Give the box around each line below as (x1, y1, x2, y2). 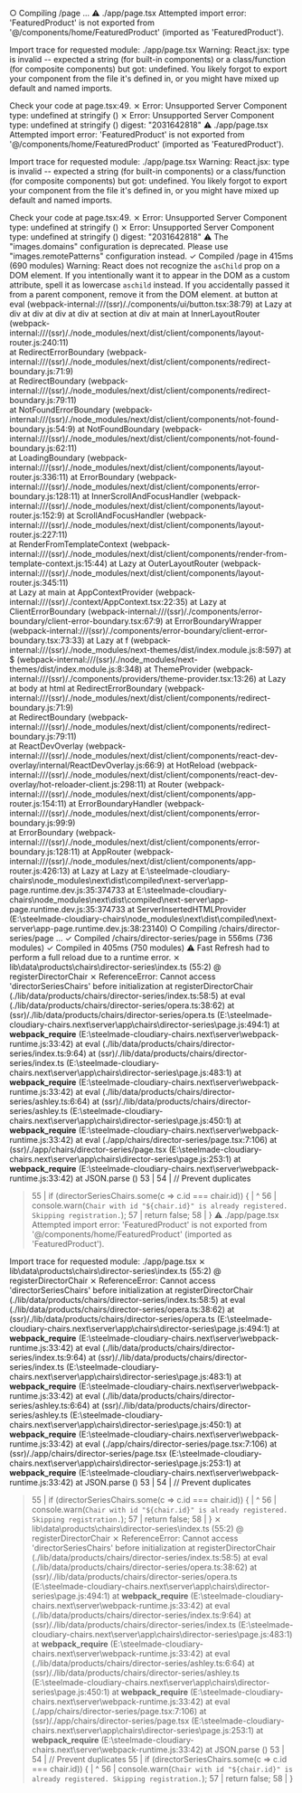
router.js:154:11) (9, 798, 68, 808)
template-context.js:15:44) (9, 558, 109, 569)
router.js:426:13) (9, 865, 71, 876)
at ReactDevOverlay (9, 741, 84, 751)
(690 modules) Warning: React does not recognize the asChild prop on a (9, 260, 280, 270)
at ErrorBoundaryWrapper (165, 616, 262, 627)
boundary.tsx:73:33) (9, 635, 86, 646)
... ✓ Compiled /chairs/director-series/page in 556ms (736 (55, 933, 273, 943)
